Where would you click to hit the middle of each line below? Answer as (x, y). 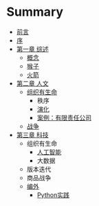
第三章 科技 (32, 135)
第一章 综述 (32, 49)
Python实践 (53, 195)
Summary (35, 12)
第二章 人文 (32, 83)
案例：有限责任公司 (64, 117)
